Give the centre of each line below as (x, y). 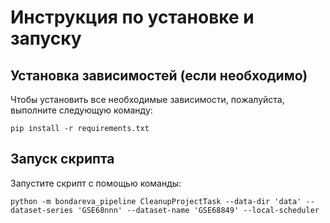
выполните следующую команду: (81, 110)
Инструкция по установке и (132, 17)
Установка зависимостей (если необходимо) (159, 75)
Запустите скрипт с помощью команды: (96, 183)
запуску (46, 38)
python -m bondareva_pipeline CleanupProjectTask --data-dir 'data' (156, 201)
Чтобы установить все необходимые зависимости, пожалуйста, (147, 99)
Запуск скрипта (62, 159)
